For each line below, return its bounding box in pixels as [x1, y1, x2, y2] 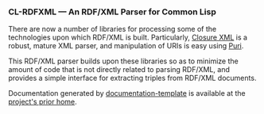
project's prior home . [8, 97, 77, 107]
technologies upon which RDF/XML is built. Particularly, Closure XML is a [8, 32, 248, 42]
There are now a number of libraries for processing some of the [8, 25, 217, 34]
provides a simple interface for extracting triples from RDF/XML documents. [8, 74, 257, 83]
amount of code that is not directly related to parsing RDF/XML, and [8, 65, 231, 74]
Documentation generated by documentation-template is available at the [8, 89, 246, 98]
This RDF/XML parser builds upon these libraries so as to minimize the [8, 56, 239, 66]
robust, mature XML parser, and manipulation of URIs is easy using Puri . [8, 41, 244, 51]
